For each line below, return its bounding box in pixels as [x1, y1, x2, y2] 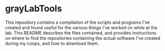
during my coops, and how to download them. [5, 40, 99, 46]
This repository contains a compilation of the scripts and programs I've [5, 19, 150, 25]
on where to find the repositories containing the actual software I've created [5, 35, 161, 41]
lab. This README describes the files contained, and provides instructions [5, 30, 157, 36]
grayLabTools [5, 3, 62, 14]
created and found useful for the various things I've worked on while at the [5, 24, 158, 30]
